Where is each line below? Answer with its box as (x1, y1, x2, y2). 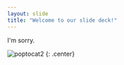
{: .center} (45, 50, 75, 58)
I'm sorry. (7, 36, 35, 44)
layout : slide (7, 10, 49, 17)
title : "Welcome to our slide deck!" (7, 17, 118, 24)
